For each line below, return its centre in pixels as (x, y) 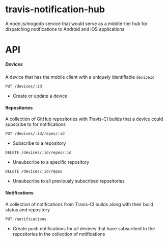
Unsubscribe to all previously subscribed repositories (68, 181)
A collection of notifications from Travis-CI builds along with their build (79, 204)
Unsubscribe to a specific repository (51, 162)
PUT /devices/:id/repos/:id (35, 134)
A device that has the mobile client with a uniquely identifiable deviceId (80, 77)
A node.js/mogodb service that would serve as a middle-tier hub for (76, 24)
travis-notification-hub (55, 9)
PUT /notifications (26, 219)
